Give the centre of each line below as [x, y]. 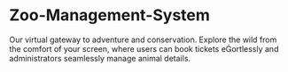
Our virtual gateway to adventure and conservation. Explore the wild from [143, 40]
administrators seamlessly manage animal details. [100, 58]
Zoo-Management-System [110, 15]
